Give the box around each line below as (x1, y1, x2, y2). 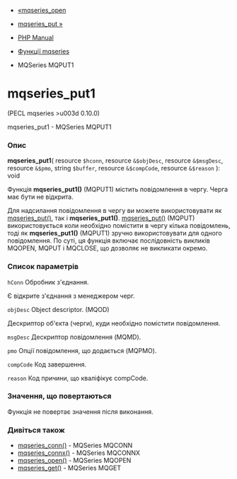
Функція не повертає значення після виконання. (7, 407, 154, 416)
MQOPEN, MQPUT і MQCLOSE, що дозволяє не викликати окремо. (7, 244, 208, 253)
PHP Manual (17, 33, 54, 42)
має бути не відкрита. (7, 192, 74, 201)
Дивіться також (7, 425, 65, 434)
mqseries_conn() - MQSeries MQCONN (17, 442, 133, 450)
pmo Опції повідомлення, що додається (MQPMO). (7, 346, 157, 354)
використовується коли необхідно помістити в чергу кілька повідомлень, (7, 221, 231, 230)
